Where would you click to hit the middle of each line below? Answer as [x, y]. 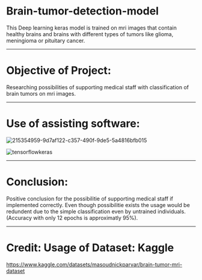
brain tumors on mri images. [41, 93]
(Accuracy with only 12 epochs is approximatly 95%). [72, 217]
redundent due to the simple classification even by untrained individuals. [96, 211]
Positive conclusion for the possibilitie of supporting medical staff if [90, 198]
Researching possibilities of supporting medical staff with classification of [98, 87]
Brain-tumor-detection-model [83, 11]
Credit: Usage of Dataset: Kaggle [90, 247]
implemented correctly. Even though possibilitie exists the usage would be [98, 205]
